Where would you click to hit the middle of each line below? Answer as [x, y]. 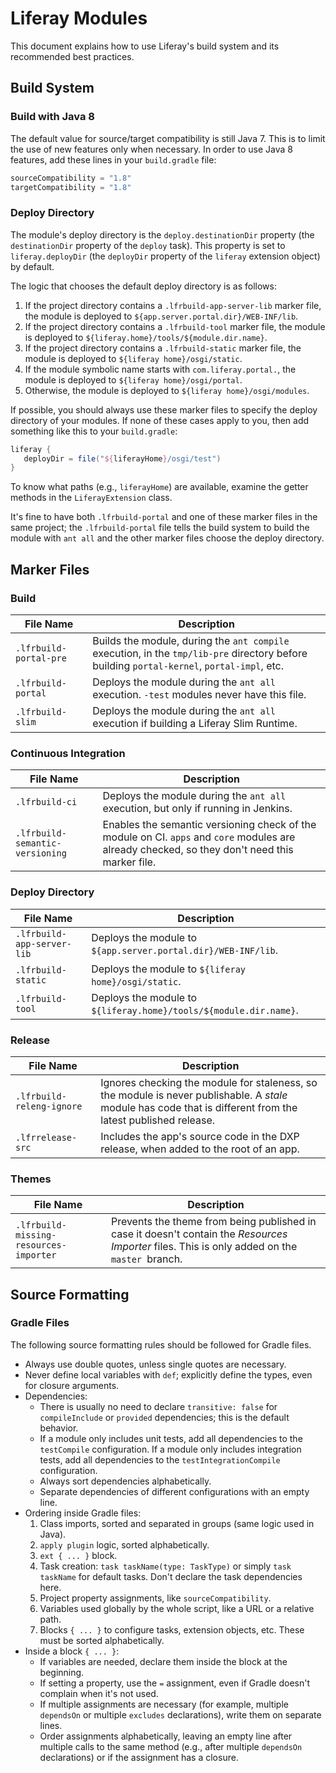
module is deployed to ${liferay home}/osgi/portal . [133, 379]
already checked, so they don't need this [198, 850]
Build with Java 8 [52, 117]
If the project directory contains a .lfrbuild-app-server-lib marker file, [173, 305]
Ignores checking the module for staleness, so [209, 1082]
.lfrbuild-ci [46, 802]
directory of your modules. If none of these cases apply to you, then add [160, 420]
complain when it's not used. [99, 1693]
